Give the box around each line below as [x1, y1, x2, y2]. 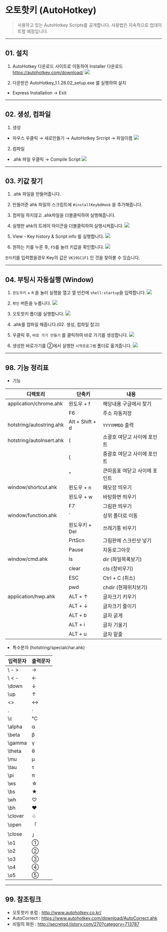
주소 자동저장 [102, 410, 132, 417]
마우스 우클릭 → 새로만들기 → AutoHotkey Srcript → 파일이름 [12, 135, 133, 141]
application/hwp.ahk [7, 593, 56, 600]
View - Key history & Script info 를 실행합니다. [12, 233, 104, 240]
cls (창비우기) [102, 565, 133, 572]
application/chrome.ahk [7, 400, 63, 407]
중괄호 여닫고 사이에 [102, 451, 147, 457]
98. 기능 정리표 [5, 363, 49, 372]
